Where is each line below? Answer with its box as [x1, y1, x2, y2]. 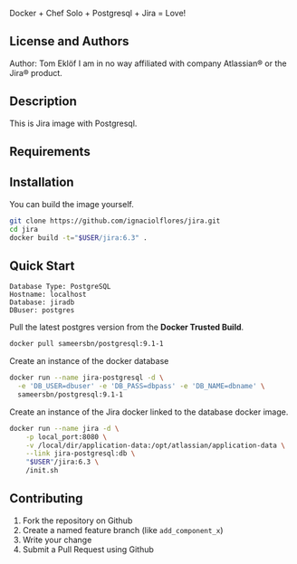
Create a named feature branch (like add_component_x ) [22, 524, 224, 535]
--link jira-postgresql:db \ [25, 449, 136, 458]
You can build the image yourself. [9, 198, 134, 209]
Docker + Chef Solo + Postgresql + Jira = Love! [9, 8, 187, 18]
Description [9, 94, 77, 110]
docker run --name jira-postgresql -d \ [9, 373, 165, 383]
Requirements [9, 144, 91, 159]
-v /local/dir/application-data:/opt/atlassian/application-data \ [25, 441, 285, 450]
